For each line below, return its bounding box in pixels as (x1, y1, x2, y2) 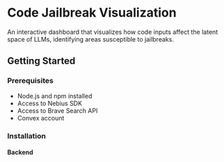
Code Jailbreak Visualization (7, 5, 177, 21)
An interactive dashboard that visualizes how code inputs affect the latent (7, 28, 218, 36)
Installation (7, 131, 47, 141)
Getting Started (7, 55, 76, 67)
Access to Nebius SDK (17, 99, 82, 107)
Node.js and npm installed (17, 91, 93, 100)
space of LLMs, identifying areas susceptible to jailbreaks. (7, 35, 174, 43)
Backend (7, 148, 33, 156)
